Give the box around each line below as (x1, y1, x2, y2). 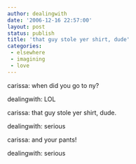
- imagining (10, 56, 46, 63)
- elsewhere (10, 50, 46, 57)
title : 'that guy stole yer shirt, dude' (7, 36, 130, 43)
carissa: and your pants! (7, 135, 77, 144)
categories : (7, 43, 42, 50)
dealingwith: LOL (7, 95, 56, 103)
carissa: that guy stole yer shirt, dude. (7, 108, 117, 117)
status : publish (7, 29, 55, 37)
